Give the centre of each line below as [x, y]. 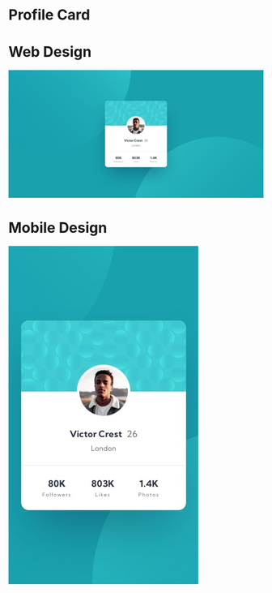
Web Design [50, 52]
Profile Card [49, 15]
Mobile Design [58, 228]
